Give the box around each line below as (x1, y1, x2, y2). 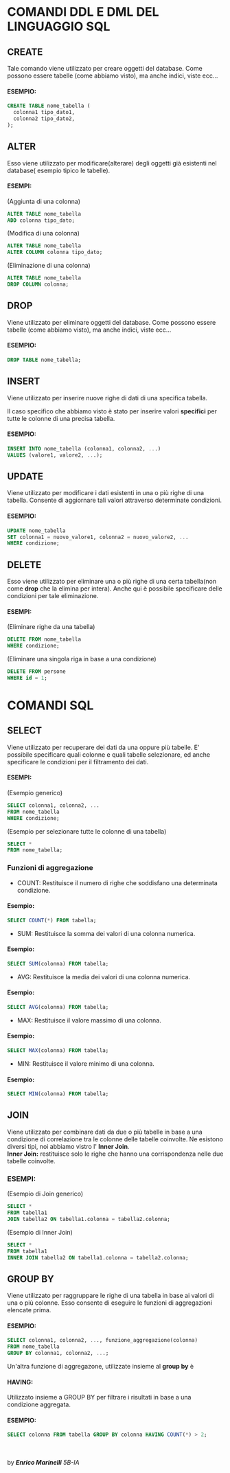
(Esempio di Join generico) (7, 1189, 84, 1198)
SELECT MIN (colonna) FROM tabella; (7, 1091, 109, 1097)
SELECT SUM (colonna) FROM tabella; (7, 960, 109, 967)
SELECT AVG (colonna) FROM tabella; (7, 1004, 109, 1011)
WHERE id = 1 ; (7, 674, 48, 681)
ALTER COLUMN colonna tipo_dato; (7, 249, 103, 256)
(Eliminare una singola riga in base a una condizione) (7, 655, 157, 663)
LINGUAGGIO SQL (7, 19, 111, 34)
